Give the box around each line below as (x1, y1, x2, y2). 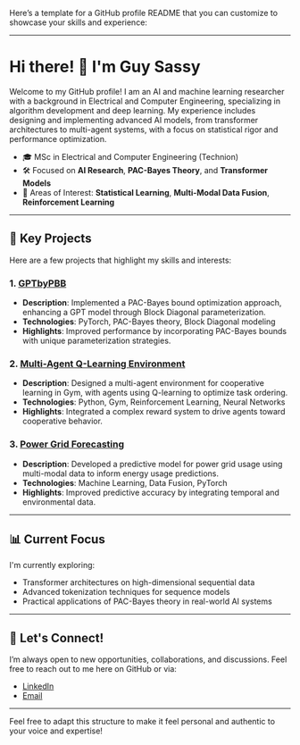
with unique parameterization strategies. (21, 335, 171, 347)
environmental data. (21, 496, 96, 507)
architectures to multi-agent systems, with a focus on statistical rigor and (9, 124, 279, 135)
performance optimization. (9, 133, 107, 144)
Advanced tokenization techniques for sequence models (21, 587, 230, 598)
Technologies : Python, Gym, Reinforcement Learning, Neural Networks (21, 397, 286, 407)
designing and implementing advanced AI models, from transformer (9, 114, 259, 125)
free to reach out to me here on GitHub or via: (9, 664, 177, 674)
